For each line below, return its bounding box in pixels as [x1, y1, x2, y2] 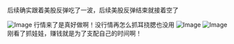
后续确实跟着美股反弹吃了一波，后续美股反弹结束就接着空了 [7, 6, 179, 14]
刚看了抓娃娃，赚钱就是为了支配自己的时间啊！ [7, 30, 142, 37]
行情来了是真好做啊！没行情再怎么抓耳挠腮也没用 [34, 21, 175, 29]
